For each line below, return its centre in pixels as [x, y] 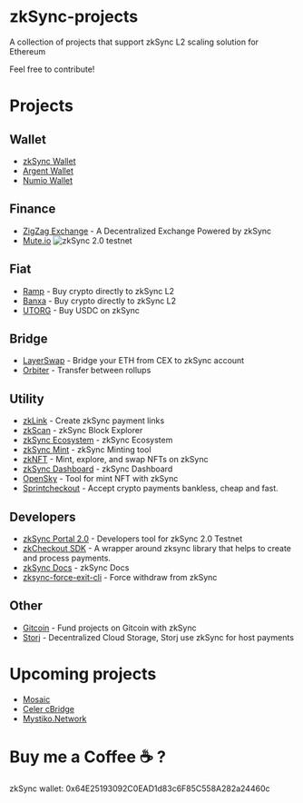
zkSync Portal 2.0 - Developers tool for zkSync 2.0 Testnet [132, 539]
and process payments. [67, 558]
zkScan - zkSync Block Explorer [83, 431]
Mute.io [37, 240]
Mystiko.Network [54, 719]
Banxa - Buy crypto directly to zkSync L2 [99, 301]
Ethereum [28, 51]
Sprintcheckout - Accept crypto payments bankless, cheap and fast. [150, 489]
